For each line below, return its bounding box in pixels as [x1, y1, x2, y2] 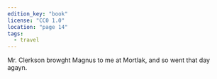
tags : [7, 30, 23, 37]
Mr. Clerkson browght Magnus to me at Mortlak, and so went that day [7, 56, 211, 64]
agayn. [7, 63, 28, 72]
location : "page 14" [7, 23, 69, 30]
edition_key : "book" [7, 10, 69, 18]
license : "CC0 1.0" [7, 17, 65, 24]
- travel [13, 37, 40, 44]
